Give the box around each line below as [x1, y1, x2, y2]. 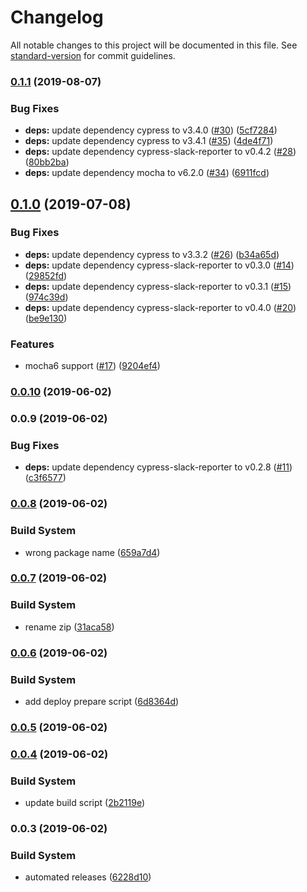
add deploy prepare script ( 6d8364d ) [24, 695, 180, 707]
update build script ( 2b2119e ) [24, 797, 145, 809]
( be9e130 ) [24, 312, 68, 324]
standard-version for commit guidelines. [10, 49, 176, 61]
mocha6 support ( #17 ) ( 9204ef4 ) [24, 360, 161, 372]
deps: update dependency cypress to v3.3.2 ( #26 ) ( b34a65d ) [24, 248, 280, 260]
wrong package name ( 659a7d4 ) [24, 546, 161, 558]
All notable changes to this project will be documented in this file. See [10, 39, 298, 51]
